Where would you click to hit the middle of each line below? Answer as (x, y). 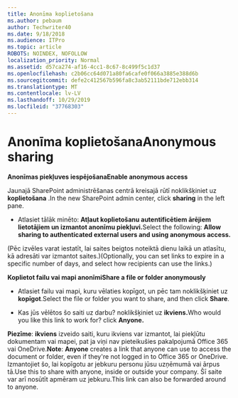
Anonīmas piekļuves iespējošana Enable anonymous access (98, 177)
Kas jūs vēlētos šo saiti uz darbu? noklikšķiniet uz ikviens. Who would (119, 312)
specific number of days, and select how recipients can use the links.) (110, 263)
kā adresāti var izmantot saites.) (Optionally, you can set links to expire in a (116, 256)
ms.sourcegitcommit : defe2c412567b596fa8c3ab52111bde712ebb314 (103, 80)
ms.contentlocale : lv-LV (44, 93)
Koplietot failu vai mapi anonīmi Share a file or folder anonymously (107, 277)
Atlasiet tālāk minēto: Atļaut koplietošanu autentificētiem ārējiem (114, 219)
